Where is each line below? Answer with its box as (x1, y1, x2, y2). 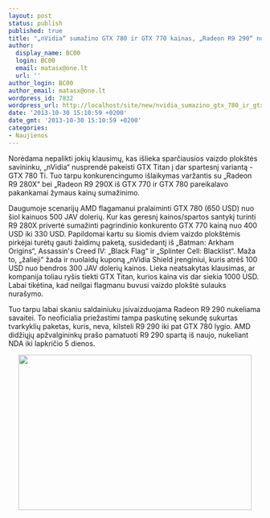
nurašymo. (8, 289, 44, 298)
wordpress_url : (8, 101, 59, 109)
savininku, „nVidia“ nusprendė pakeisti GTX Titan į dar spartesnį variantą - (8, 162, 253, 171)
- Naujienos (8, 131, 48, 139)
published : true (8, 27, 63, 35)
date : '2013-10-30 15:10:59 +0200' (8, 109, 128, 117)
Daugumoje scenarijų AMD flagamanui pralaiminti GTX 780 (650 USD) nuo (8, 203, 255, 213)
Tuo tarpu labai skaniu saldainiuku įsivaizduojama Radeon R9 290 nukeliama (8, 304, 261, 314)
